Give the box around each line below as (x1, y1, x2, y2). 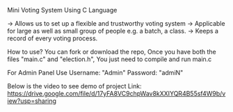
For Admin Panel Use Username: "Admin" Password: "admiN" (7, 69, 184, 77)
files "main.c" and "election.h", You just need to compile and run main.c (7, 55, 212, 63)
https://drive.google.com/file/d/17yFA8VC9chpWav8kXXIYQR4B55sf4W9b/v (7, 90, 226, 97)
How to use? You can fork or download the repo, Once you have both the (7, 48, 217, 56)
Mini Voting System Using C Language (7, 6, 118, 14)
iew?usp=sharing (7, 97, 57, 105)
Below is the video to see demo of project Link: (7, 82, 142, 90)
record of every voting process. (7, 34, 98, 42)
